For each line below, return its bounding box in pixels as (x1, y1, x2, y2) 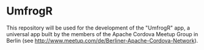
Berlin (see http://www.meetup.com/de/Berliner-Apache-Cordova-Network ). (6, 37, 199, 44)
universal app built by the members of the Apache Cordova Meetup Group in (6, 30, 199, 37)
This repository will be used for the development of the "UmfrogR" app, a (6, 24, 190, 31)
